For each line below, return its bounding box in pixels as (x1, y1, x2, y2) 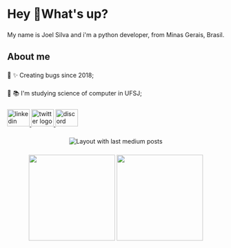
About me (7, 51, 50, 63)
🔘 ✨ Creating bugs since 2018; (7, 71, 94, 80)
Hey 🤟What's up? (7, 6, 109, 22)
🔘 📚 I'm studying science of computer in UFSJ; (7, 89, 143, 98)
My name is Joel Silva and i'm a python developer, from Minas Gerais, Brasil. (7, 31, 225, 39)
